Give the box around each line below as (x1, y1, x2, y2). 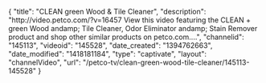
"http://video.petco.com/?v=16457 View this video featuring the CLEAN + (8, 15, 252, 25)
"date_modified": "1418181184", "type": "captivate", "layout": (8, 49, 207, 58)
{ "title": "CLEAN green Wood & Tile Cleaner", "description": (8, 7, 207, 16)
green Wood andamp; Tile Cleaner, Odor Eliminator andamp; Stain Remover (8, 24, 258, 33)
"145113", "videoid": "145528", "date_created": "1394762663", (8, 41, 213, 50)
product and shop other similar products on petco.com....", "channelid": (8, 32, 244, 41)
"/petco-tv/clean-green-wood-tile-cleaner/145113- (83, 57, 250, 67)
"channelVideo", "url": (8, 57, 82, 67)
